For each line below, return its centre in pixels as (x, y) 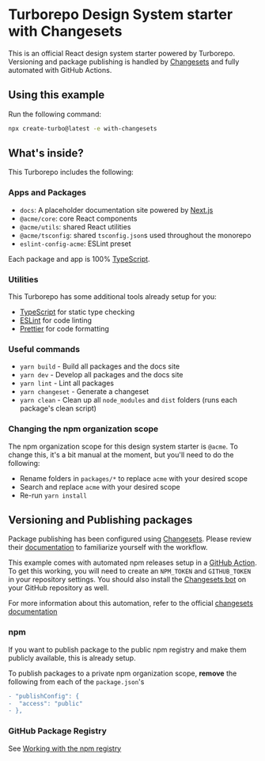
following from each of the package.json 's (76, 681)
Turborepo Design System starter (121, 15)
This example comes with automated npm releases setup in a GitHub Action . (132, 562)
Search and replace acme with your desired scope (100, 487)
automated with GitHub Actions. (60, 70)
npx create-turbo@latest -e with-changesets (83, 128)
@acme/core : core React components (78, 218)
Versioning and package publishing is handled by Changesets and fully (124, 62)
